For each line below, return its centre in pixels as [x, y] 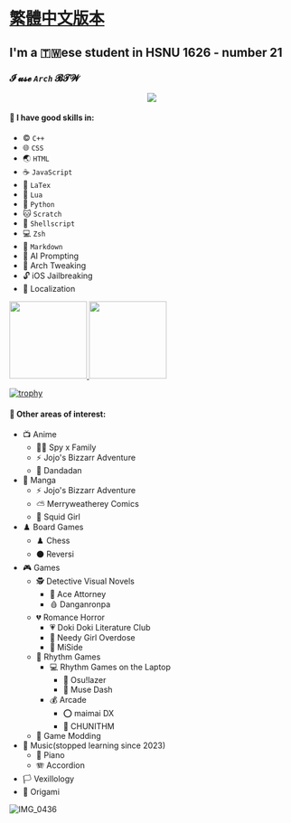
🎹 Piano [50, 755]
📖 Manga [39, 481]
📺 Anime [39, 435]
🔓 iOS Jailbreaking [57, 276]
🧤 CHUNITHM [89, 726]
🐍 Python [38, 204]
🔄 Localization [49, 289]
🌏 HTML [36, 158]
